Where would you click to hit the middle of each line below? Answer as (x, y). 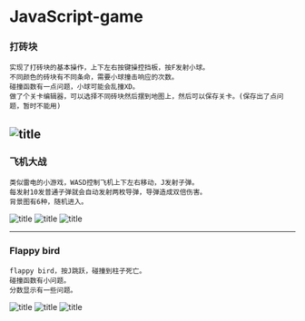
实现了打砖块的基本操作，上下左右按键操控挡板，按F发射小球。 (109, 68)
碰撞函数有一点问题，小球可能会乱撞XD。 (74, 87)
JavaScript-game (76, 17)
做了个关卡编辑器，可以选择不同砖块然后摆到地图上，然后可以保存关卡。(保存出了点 (143, 97)
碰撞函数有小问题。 (40, 281)
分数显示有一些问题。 (43, 291)
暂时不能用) (42, 106)
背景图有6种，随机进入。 (49, 202)
